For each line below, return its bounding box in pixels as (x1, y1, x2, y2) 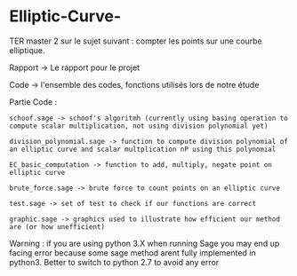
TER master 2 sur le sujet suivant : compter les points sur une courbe (9, 35, 262, 46)
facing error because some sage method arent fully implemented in (9, 247, 256, 258)
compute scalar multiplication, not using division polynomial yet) (9, 122, 269, 130)
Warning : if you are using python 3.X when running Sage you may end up (9, 238, 280, 248)
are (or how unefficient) (9, 222, 105, 232)
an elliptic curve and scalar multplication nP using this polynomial (9, 145, 277, 154)
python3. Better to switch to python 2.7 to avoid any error (9, 256, 220, 267)
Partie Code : (9, 96, 58, 107)
